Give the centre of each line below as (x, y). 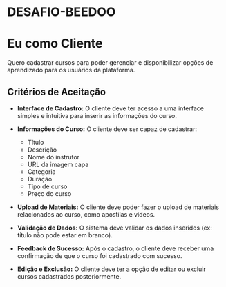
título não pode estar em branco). (65, 235)
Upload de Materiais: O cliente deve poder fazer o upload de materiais (118, 207)
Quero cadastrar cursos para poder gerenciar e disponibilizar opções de (110, 63)
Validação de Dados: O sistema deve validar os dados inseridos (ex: (115, 228)
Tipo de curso (47, 186)
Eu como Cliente (55, 44)
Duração (40, 179)
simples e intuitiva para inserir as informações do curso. (97, 115)
